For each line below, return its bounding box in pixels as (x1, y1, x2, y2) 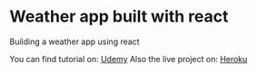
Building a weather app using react (9, 36, 140, 47)
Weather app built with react (9, 6, 229, 27)
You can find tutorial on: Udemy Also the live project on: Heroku (9, 53, 248, 64)
